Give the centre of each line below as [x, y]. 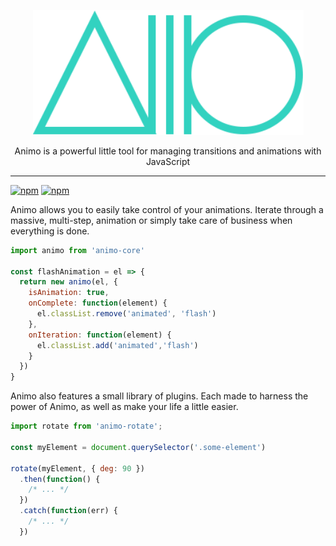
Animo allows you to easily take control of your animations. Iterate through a [167, 209]
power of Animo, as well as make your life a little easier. [124, 407]
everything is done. [50, 231]
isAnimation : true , [69, 293]
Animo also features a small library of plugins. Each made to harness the [159, 396]
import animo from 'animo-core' [77, 250]
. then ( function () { [60, 479]
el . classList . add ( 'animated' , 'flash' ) [117, 345]
